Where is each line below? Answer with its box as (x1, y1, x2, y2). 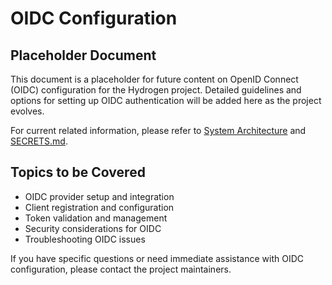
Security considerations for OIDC (24, 222, 162, 234)
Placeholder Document (10, 47, 157, 64)
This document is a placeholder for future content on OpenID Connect (10, 73, 299, 85)
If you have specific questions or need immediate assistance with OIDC (10, 252, 304, 264)
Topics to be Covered (10, 164, 146, 181)
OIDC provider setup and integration (24, 190, 175, 202)
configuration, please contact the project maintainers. (10, 263, 232, 275)
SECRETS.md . (10, 135, 68, 147)
